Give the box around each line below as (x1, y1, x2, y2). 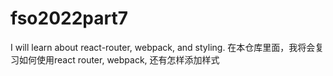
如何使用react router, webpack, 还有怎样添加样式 (18, 53, 220, 66)
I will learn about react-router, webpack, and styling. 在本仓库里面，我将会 (10, 41, 316, 53)
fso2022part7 (10, 7, 128, 30)
